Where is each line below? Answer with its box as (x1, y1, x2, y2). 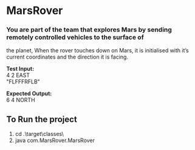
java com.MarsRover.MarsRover (15, 137, 95, 144)
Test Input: (6, 65, 35, 73)
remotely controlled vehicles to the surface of (6, 33, 144, 41)
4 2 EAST (6, 71, 30, 79)
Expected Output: (6, 90, 52, 98)
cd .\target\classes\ (15, 130, 64, 138)
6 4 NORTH (6, 96, 35, 104)
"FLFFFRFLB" (6, 78, 41, 85)
